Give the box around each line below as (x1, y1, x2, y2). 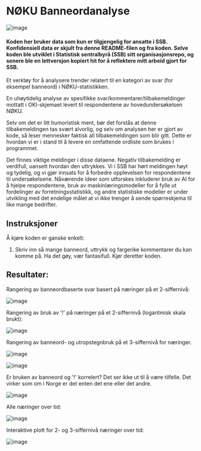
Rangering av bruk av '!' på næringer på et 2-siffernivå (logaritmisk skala (6, 309, 186, 316)
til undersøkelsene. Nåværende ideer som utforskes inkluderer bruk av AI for (6, 175, 196, 183)
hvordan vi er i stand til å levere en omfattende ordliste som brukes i (6, 138, 174, 145)
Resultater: (6, 270, 49, 280)
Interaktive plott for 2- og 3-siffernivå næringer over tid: (6, 426, 144, 434)
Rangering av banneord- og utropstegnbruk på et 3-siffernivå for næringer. (6, 338, 192, 346)
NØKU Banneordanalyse (6, 4, 130, 18)
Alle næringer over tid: (6, 403, 62, 410)
